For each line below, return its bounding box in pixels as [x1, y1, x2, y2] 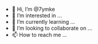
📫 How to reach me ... [11, 32, 67, 38]
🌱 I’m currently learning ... [11, 18, 75, 25]
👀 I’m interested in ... [11, 12, 62, 19]
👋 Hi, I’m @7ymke [11, 6, 55, 12]
